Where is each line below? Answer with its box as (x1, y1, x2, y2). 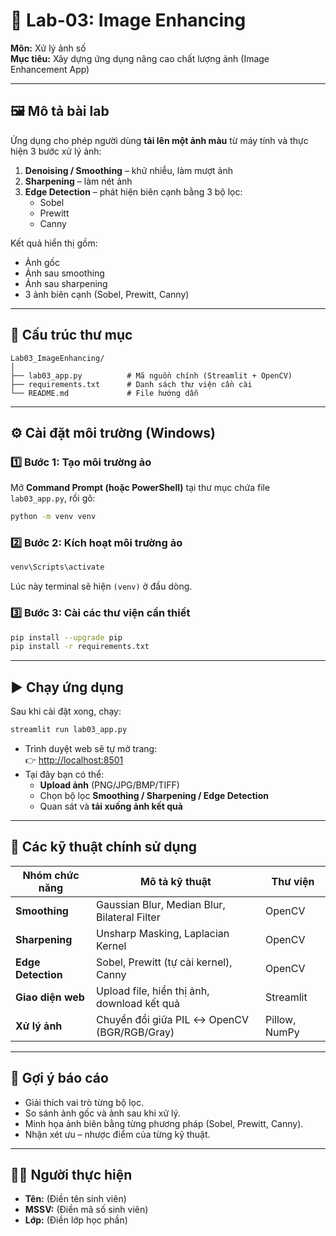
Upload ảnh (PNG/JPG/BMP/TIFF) (39, 779, 180, 791)
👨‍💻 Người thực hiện (10, 1167, 133, 1184)
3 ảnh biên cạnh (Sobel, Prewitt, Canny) (24, 288, 190, 300)
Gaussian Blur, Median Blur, (96, 897, 226, 911)
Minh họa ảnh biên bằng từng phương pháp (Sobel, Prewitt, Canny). (24, 1117, 304, 1129)
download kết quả (96, 996, 180, 1010)
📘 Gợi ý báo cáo (10, 1070, 109, 1087)
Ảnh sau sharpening (24, 277, 108, 289)
